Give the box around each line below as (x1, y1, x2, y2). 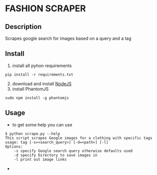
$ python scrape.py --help (5, 131, 60, 136)
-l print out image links (14, 157, 67, 162)
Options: (5, 144, 23, 149)
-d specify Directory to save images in (14, 152, 98, 157)
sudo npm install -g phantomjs (5, 95, 69, 100)
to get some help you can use (12, 122, 73, 127)
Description (5, 23, 42, 31)
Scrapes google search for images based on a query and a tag (5, 35, 131, 41)
